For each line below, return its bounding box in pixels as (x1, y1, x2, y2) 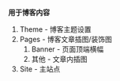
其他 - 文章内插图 (31, 55, 88, 64)
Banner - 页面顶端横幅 (31, 44, 104, 54)
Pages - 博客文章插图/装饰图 (19, 35, 113, 44)
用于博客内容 (8, 8, 50, 17)
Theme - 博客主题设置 (19, 25, 92, 34)
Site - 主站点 (19, 64, 61, 74)
